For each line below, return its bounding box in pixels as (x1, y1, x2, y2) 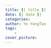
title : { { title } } (5, 7, 46, 12)
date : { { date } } (5, 12, 42, 17)
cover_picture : (5, 35, 37, 40)
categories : (5, 16, 30, 21)
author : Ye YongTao (5, 21, 46, 26)
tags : (5, 26, 17, 31)
